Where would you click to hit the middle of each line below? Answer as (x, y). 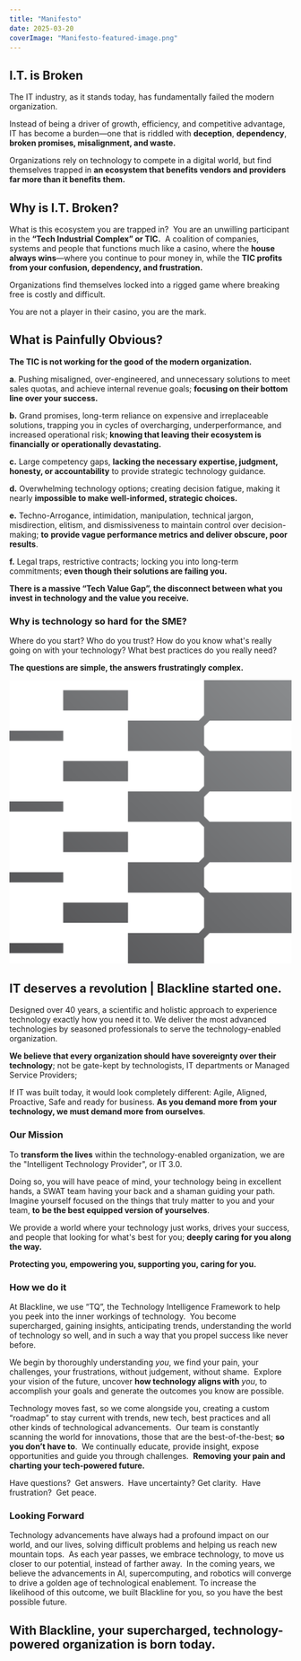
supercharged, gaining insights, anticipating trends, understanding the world (150, 1326)
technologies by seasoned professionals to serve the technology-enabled (145, 1029)
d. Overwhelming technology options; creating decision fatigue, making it (145, 488)
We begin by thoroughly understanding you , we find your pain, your (134, 1362)
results (23, 544)
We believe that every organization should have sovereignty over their (143, 1056)
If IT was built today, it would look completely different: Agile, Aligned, (138, 1093)
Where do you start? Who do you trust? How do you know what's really (141, 641)
